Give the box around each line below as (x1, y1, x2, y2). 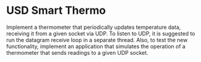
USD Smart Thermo (6, 4, 106, 17)
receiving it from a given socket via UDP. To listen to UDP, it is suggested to (6, 29, 196, 37)
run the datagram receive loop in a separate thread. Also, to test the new (6, 36, 188, 43)
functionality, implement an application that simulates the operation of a (6, 43, 186, 50)
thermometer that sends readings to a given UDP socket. (6, 49, 149, 56)
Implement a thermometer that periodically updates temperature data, (6, 23, 181, 31)
